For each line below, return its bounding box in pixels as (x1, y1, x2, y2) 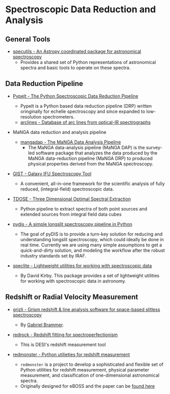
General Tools (5, 35, 51, 43)
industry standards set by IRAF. (20, 252, 87, 259)
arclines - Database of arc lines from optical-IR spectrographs (20, 119, 151, 125)
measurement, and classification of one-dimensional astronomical (20, 372, 160, 378)
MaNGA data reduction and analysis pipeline (12, 129, 107, 135)
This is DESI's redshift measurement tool (20, 341, 106, 347)
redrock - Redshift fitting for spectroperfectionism (12, 331, 118, 338)
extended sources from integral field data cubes (20, 211, 122, 217)
